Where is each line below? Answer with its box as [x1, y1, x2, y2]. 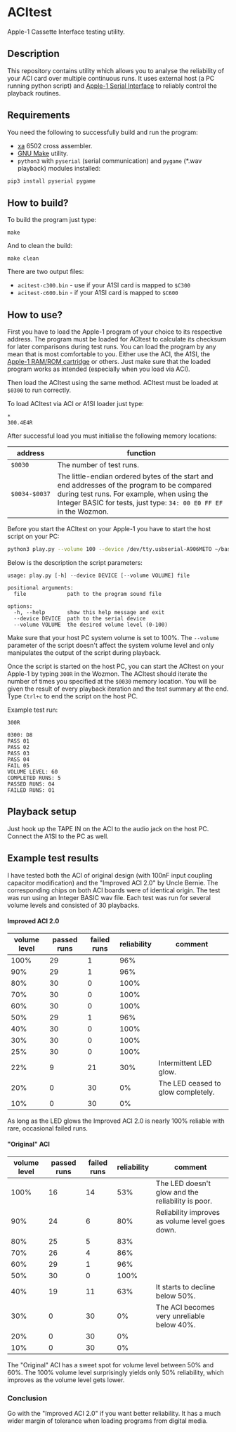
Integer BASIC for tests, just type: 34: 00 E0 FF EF [57, 498, 223, 508]
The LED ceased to [158, 1078, 221, 1088]
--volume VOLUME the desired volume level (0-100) [13, 621, 169, 628]
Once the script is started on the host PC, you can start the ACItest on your [7, 662, 225, 670]
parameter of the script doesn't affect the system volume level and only [7, 641, 214, 649]
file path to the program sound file [13, 590, 162, 597]
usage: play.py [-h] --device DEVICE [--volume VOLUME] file [7, 572, 190, 579]
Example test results [7, 852, 99, 864]
